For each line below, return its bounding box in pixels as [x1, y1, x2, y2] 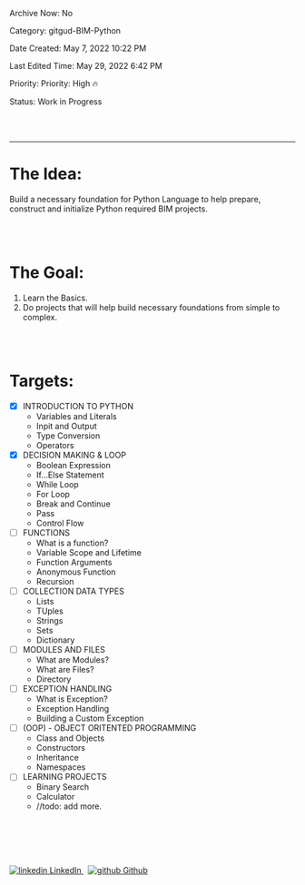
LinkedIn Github [49, 865, 148, 876]
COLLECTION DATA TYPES [22, 585, 124, 596]
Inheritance [35, 752, 79, 763]
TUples [35, 605, 64, 616]
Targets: [9, 371, 74, 391]
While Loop [35, 478, 79, 489]
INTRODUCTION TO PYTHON [22, 400, 134, 411]
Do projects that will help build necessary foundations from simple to [22, 301, 280, 312]
